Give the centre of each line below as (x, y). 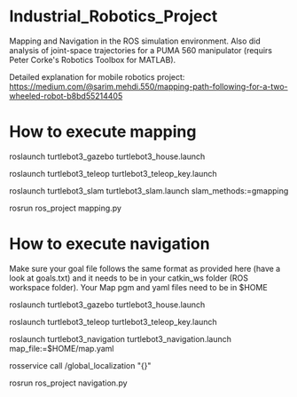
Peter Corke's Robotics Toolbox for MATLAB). (93, 60)
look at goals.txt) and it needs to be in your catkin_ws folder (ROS (129, 278)
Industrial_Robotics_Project (113, 16)
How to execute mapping (103, 132)
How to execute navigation (109, 244)
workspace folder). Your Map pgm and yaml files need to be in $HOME (138, 287)
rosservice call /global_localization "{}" (80, 365)
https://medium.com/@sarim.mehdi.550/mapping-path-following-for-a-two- (148, 86)
